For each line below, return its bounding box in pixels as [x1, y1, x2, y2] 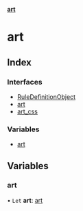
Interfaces [7, 77, 43, 87]
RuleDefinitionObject [16, 92, 76, 101]
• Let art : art [7, 196, 43, 204]
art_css [16, 107, 38, 115]
